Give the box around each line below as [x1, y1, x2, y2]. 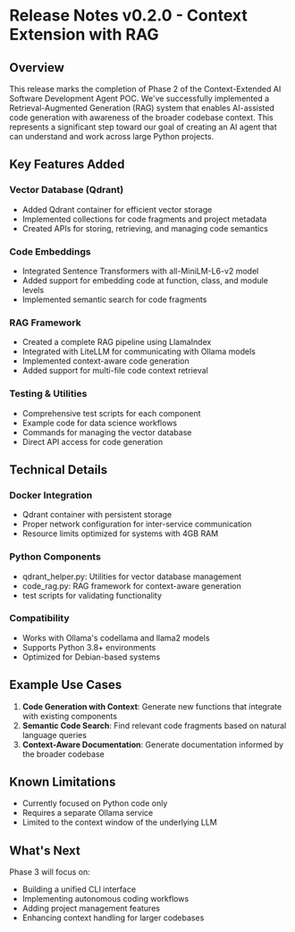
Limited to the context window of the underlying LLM [21, 817, 217, 827]
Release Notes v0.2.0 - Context [9, 5, 248, 26]
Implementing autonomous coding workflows [21, 894, 190, 904]
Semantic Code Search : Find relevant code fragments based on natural [21, 720, 287, 731]
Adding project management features [21, 903, 161, 914]
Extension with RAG [9, 24, 159, 45]
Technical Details [9, 462, 108, 477]
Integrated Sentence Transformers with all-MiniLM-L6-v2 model [21, 265, 259, 276]
